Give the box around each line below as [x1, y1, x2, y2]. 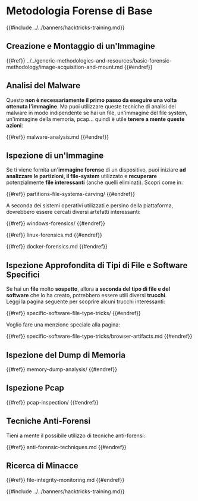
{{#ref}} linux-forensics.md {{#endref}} [6, 231, 102, 239]
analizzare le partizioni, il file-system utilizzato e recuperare [6, 173, 158, 180]
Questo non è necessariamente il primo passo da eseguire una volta [6, 97, 177, 104]
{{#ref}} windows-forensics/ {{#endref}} [6, 220, 106, 227]
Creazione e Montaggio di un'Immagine [6, 41, 156, 51]
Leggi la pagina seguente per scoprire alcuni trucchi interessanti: [6, 298, 165, 305]
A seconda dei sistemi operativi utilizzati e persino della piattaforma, [6, 202, 174, 209]
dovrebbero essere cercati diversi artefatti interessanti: [6, 209, 141, 216]
